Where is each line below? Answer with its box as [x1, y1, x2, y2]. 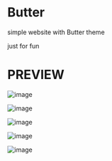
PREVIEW [7, 67, 65, 83]
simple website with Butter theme [7, 28, 105, 36]
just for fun [7, 41, 40, 50]
